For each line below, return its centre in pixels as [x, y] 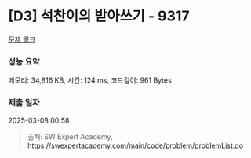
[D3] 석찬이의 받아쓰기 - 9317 [99, 16]
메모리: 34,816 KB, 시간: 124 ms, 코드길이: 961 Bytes [90, 80]
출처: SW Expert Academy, [70, 136]
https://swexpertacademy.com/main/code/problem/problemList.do [135, 145]
